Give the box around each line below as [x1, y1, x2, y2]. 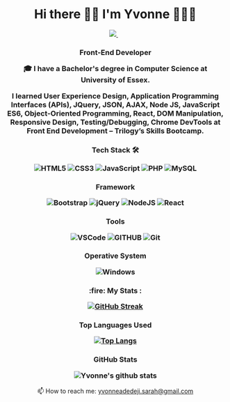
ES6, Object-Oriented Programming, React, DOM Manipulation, [7, 108, 224, 118]
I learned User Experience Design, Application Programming [11, 91, 220, 100]
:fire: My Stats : [88, 286, 142, 295]
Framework [95, 182, 135, 192]
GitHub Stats [93, 355, 138, 364]
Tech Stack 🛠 [91, 145, 140, 155]
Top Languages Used [79, 320, 152, 330]
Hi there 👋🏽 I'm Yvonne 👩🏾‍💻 [34, 6, 197, 22]
